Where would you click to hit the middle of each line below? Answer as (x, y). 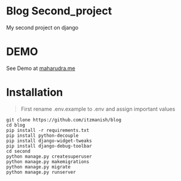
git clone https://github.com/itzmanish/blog (64, 120)
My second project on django (42, 27)
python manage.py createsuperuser (49, 157)
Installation (35, 92)
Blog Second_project (59, 11)
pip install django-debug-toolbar (49, 146)
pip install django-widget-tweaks (49, 141)
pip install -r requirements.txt (48, 130)
